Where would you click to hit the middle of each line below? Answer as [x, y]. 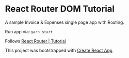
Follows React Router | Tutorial [36, 41]
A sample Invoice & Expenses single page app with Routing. [65, 22]
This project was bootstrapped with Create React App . [59, 50]
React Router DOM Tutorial [60, 9]
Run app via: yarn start [29, 31]
